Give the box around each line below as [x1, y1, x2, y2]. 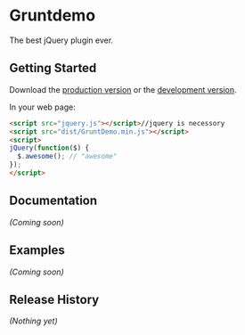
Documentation [9, 193, 98, 208]
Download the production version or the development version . [9, 84, 237, 94]
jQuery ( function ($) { [9, 143, 90, 152]
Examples [9, 242, 65, 258]
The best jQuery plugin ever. [9, 35, 114, 45]
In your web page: [9, 102, 76, 112]
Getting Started [9, 61, 97, 76]
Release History [9, 291, 100, 307]
